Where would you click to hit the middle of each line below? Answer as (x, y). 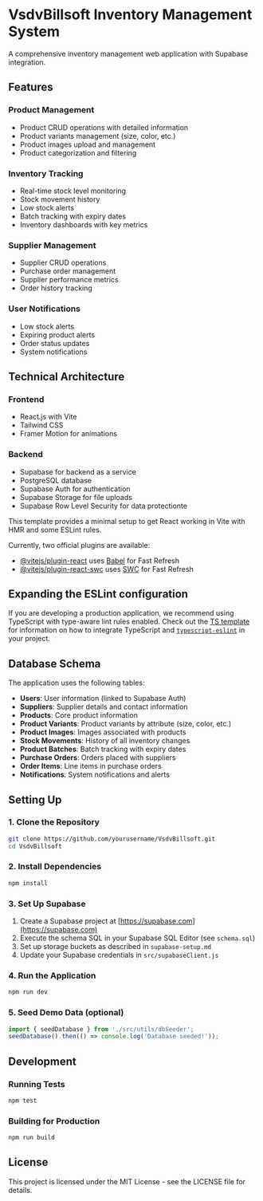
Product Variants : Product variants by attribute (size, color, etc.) (126, 724)
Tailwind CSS (41, 425)
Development (43, 1061)
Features (31, 87)
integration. (27, 62)
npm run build (32, 1138)
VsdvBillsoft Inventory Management (130, 15)
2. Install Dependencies (55, 867)
